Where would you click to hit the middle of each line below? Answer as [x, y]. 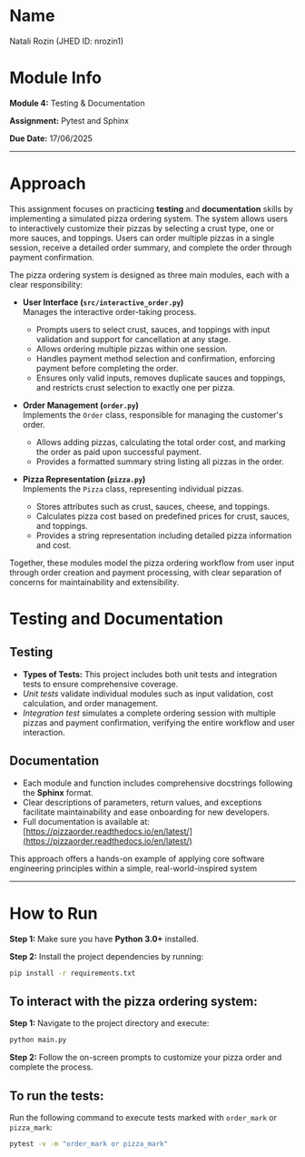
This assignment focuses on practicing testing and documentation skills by [151, 208]
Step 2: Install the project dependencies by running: [107, 956]
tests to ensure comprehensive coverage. [100, 684]
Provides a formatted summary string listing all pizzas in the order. [160, 462]
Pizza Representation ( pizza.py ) [84, 479]
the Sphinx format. [58, 792]
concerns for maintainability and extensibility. [94, 582]
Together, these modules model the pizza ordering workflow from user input [152, 563]
